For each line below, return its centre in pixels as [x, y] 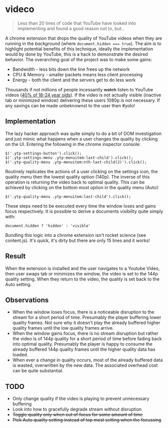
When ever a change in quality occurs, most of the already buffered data [88, 360]
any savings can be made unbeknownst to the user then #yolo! [70, 105]
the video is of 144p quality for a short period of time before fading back [87, 339]
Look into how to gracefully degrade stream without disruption [77, 409]
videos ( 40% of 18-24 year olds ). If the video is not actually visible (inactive [83, 95]
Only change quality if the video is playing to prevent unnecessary [81, 399]
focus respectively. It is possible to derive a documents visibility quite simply [84, 211]
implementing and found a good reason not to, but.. [71, 28]
